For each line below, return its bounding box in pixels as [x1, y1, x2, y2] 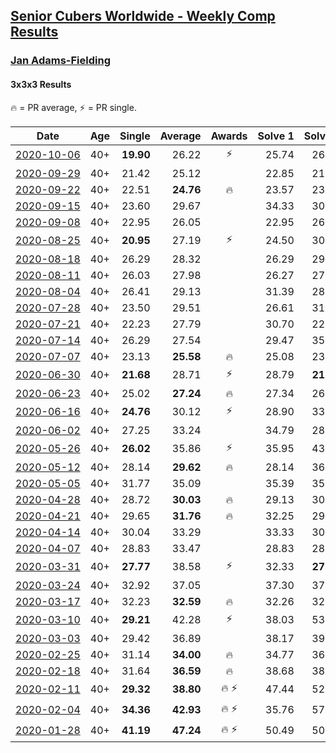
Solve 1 [257, 129, 295, 143]
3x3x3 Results [10, 78, 72, 90]
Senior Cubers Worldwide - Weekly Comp [10, 8, 276, 25]
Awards [210, 129, 248, 143]
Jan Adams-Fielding [10, 54, 111, 68]
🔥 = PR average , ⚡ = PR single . [10, 101, 137, 113]
